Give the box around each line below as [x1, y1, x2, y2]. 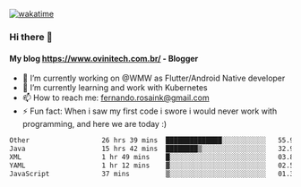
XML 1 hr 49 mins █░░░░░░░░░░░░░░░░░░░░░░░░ [9, 152, 267, 161]
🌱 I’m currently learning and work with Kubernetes [21, 82, 208, 93]
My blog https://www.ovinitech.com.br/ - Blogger [9, 53, 199, 64]
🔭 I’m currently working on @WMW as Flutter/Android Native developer [21, 72, 286, 84]
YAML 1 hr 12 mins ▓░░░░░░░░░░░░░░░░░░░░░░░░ [9, 161, 267, 170]
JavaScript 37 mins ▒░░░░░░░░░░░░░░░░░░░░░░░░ [9, 169, 267, 178]
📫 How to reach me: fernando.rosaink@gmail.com [21, 92, 210, 103]
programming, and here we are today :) [21, 119, 168, 130]
